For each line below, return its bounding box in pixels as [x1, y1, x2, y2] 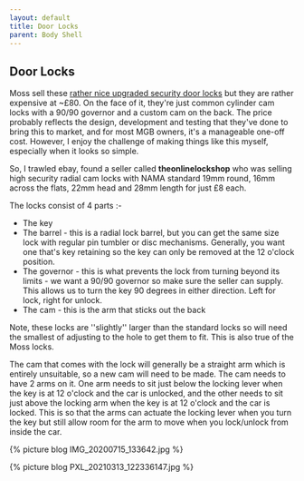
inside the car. [9, 427, 62, 437]
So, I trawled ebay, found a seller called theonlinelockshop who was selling [9, 163, 292, 174]
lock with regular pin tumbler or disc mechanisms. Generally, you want [22, 237, 285, 248]
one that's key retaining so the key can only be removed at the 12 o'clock [22, 247, 295, 258]
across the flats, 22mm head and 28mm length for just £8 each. [9, 182, 247, 193]
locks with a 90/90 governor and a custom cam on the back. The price [9, 107, 273, 118]
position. [22, 256, 56, 268]
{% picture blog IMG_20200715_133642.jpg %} [9, 444, 184, 455]
